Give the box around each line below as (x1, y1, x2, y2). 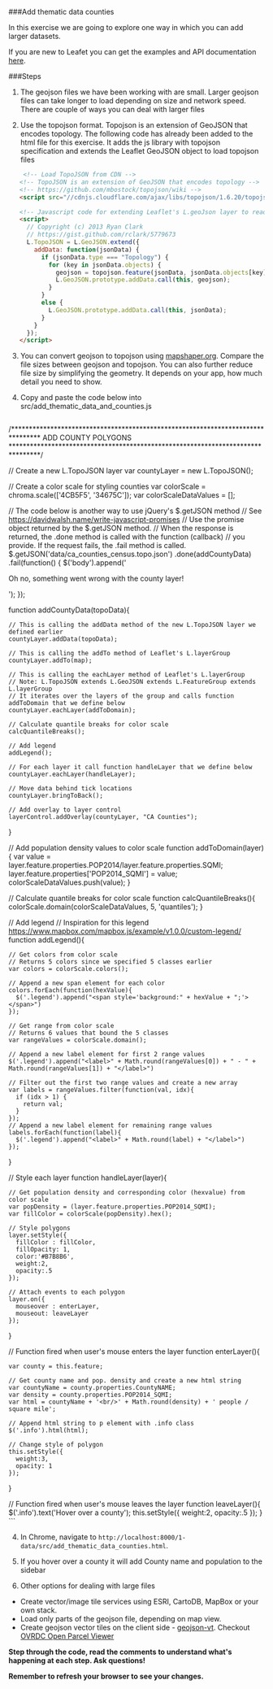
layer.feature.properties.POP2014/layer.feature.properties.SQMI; (8, 860, 223, 870)
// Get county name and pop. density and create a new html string (8, 1377, 242, 1385)
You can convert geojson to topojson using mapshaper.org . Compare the (19, 351, 264, 361)
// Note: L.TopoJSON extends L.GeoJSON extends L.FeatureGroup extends (8, 678, 256, 686)
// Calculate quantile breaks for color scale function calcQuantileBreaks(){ (8, 894, 256, 903)
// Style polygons (8, 1224, 71, 1233)
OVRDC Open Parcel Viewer (19, 1631, 115, 1641)
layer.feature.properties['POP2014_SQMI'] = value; (8, 869, 178, 879)
